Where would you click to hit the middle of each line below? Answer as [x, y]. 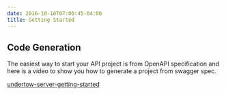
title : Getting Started [41, 20]
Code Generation [44, 47]
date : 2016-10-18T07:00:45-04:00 [55, 13]
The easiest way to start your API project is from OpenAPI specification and [113, 64]
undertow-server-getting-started [54, 84]
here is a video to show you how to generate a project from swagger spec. [112, 71]
